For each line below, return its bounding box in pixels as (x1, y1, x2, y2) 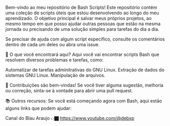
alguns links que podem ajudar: (5, 105, 72, 111)
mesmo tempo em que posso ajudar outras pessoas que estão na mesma (5, 20, 161, 27)
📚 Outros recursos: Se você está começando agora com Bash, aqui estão (5, 98, 162, 104)
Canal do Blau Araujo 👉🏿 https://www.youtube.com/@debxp (5, 115, 135, 121)
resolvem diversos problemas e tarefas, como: (5, 57, 104, 63)
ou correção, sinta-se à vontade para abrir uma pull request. (5, 88, 133, 94)
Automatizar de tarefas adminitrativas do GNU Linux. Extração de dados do (5, 67, 165, 73)
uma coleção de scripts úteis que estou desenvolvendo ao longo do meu (5, 10, 159, 16)
